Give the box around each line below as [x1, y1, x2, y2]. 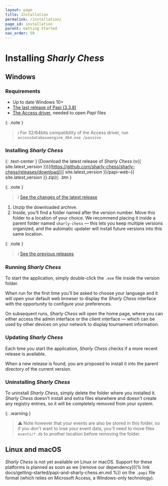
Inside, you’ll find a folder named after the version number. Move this [12, 210, 155, 216]
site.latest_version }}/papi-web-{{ [65, 169, 134, 175]
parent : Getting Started [5, 26, 57, 31]
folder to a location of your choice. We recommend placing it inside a [12, 215, 156, 221]
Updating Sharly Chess [5, 334, 63, 341]
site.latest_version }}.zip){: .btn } [5, 174, 72, 180]
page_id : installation [5, 21, 53, 27]
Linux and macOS [5, 445, 61, 454]
